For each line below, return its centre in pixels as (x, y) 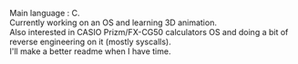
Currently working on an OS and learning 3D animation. (113, 23)
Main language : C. (45, 13)
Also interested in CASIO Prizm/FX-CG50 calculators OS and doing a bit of (149, 32)
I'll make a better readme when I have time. (90, 51)
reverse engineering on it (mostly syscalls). (90, 41)
